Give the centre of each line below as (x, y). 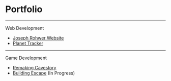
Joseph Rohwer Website (38, 38)
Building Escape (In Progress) (44, 73)
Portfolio (24, 9)
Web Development (25, 28)
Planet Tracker (28, 43)
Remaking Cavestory (34, 67)
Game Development (26, 58)
